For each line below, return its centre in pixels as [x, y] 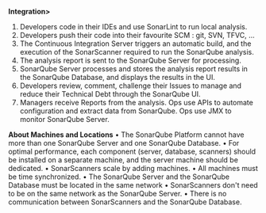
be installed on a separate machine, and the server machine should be [123, 160]
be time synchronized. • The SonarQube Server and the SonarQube [119, 177]
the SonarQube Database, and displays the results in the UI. [118, 77]
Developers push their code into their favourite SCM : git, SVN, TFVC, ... [137, 35]
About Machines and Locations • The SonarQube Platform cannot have [126, 135]
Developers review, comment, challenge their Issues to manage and [131, 86]
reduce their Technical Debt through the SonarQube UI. [110, 94]
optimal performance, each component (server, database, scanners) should [132, 151]
